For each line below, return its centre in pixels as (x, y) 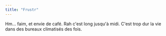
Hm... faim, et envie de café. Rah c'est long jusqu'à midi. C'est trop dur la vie (83, 24)
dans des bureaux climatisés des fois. (44, 29)
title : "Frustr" (22, 10)
